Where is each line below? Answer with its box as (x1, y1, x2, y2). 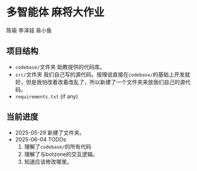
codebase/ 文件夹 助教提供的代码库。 (15, 63, 105, 70)
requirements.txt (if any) (15, 92, 78, 100)
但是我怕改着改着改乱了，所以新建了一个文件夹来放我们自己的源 (25, 78, 185, 85)
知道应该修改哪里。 (24, 158, 73, 165)
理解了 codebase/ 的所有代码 (24, 143, 92, 150)
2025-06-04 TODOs (15, 135, 67, 143)
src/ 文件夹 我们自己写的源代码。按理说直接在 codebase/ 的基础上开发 (15, 71, 185, 78)
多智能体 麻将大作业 (6, 5, 105, 19)
